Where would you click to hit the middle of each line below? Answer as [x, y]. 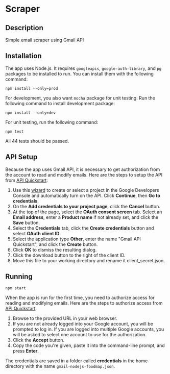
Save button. [26, 222]
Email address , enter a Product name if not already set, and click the [86, 217]
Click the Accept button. [39, 340]
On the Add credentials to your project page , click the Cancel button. [87, 206]
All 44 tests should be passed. [37, 141]
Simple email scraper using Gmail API [45, 40]
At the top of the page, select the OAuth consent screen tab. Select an [87, 212]
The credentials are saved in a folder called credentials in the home [77, 361]
